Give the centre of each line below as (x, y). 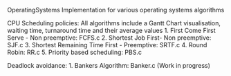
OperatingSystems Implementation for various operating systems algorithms (116, 10)
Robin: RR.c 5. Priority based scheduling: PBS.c (74, 52)
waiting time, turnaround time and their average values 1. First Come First (111, 30)
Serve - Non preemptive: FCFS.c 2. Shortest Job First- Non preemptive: (109, 38)
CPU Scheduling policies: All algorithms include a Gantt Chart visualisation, (114, 23)
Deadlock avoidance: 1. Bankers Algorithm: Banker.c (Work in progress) (109, 65)
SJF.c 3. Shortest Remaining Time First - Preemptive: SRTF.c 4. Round (107, 45)
